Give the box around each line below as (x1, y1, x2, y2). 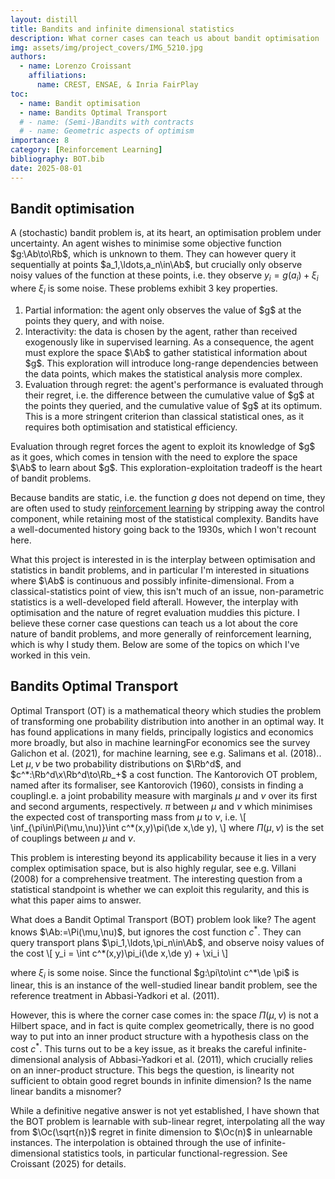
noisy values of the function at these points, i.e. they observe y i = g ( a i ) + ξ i (10, 269, 319, 284)
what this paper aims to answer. (10, 894, 142, 906)
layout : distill (10, 14, 78, 25)
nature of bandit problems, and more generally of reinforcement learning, (10, 628, 312, 640)
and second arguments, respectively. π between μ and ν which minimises (10, 800, 313, 812)
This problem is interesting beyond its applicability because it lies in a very (10, 851, 317, 863)
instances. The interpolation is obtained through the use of (10, 1136, 252, 1148)
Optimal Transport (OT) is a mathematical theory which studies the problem (10, 704, 322, 716)
